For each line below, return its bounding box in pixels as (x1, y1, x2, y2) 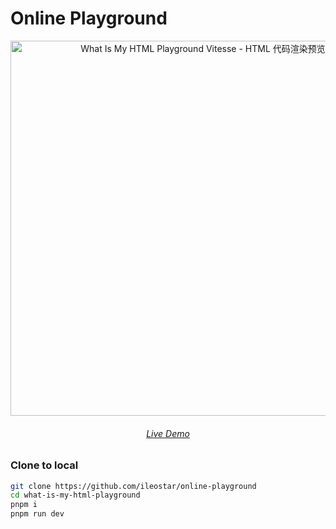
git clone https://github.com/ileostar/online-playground (10, 481, 257, 491)
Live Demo (146, 427, 190, 439)
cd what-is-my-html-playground (10, 490, 141, 501)
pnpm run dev (10, 509, 65, 519)
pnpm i (10, 500, 38, 510)
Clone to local (10, 458, 79, 472)
